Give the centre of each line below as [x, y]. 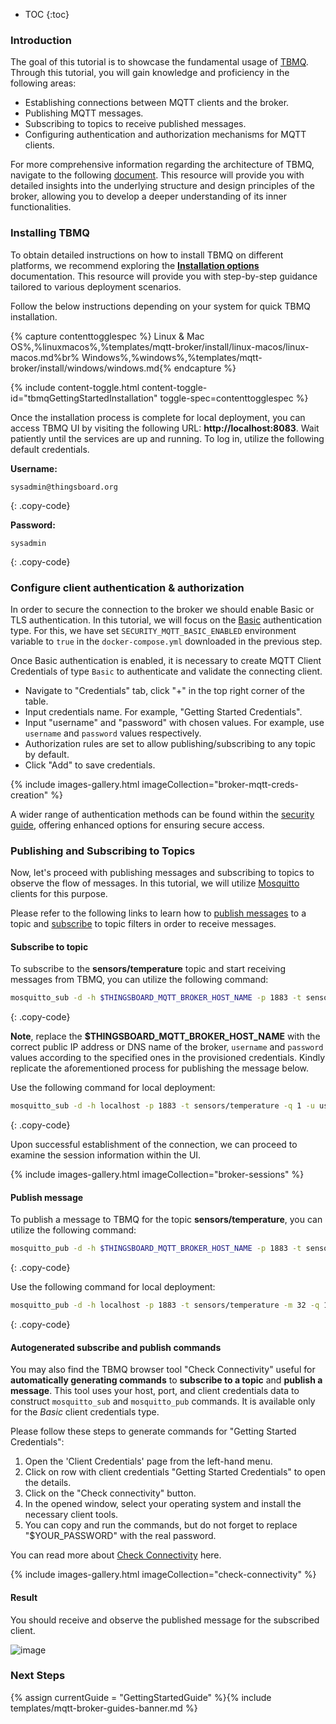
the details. [48, 1483]
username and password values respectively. [113, 733]
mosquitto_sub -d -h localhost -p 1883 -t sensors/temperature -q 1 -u [162, 1106]
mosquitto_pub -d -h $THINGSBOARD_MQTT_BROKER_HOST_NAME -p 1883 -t [156, 1249]
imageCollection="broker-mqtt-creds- [220, 784]
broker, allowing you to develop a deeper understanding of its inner [148, 196]
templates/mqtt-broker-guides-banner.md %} [104, 1708]
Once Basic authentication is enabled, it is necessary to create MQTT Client [166, 660]
